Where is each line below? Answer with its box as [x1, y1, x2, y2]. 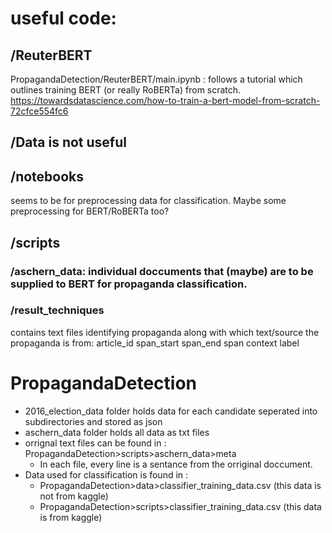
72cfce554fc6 [10, 105, 69, 117]
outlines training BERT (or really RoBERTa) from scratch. [10, 84, 242, 96]
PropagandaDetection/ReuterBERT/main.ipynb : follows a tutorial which [10, 73, 303, 85]
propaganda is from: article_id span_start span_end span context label [10, 337, 300, 349]
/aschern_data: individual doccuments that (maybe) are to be [10, 264, 314, 278]
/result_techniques [10, 303, 105, 317]
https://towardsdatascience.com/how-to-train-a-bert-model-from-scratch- [10, 95, 321, 106]
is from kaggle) [39, 511, 103, 523]
